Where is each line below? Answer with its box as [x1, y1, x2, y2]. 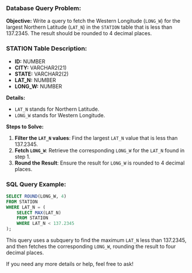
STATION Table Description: [6, 45, 87, 53]
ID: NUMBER [14, 57, 46, 65]
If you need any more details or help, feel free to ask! [6, 261, 133, 268]
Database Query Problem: [6, 4, 81, 12]
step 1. [14, 153, 31, 160]
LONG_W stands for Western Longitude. [14, 111, 105, 118]
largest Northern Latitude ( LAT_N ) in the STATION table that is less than [6, 23, 173, 30]
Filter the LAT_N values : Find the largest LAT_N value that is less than [14, 134, 178, 141]
